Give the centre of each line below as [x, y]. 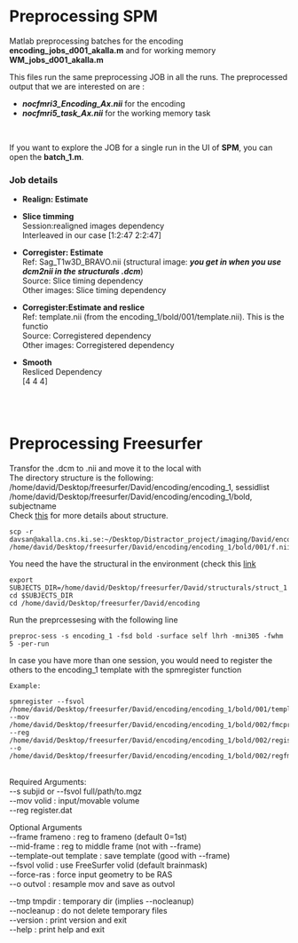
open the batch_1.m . [47, 156]
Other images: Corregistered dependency [98, 345]
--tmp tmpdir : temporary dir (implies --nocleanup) [102, 901]
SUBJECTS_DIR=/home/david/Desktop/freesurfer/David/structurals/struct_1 [149, 588]
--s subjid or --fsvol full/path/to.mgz [76, 791]
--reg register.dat [41, 811]
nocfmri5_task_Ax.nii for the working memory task [116, 113]
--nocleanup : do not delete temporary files [88, 911]
